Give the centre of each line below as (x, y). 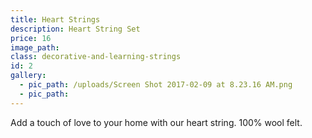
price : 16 (31, 38)
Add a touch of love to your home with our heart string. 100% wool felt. (156, 122)
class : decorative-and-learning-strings (96, 57)
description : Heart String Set (75, 29)
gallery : (28, 76)
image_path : (35, 47)
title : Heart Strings (55, 19)
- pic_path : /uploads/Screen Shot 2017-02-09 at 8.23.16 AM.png (156, 85)
